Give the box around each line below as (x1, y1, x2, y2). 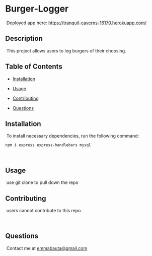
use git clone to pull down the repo (6, 179, 79, 185)
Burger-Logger (5, 3, 69, 15)
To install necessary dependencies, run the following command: (6, 133, 139, 139)
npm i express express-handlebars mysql (5, 143, 92, 148)
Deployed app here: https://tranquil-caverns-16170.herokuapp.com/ (6, 20, 147, 26)
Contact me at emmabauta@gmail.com (6, 245, 88, 251)
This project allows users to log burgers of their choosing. (6, 47, 127, 53)
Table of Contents (5, 62, 63, 71)
